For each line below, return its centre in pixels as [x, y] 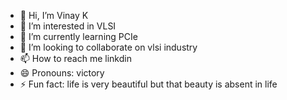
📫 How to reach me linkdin [75, 58]
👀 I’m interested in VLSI [68, 26]
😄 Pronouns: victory [62, 73]
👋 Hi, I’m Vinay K [54, 15]
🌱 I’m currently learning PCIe [78, 36]
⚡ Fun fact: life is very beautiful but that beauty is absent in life [148, 84]
